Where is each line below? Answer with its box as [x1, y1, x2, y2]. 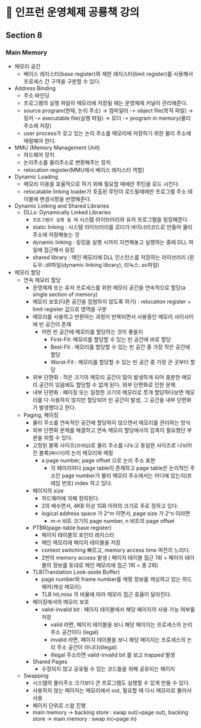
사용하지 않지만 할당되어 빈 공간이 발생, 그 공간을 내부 [49, 396, 176, 403]
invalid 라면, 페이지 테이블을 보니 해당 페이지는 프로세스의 [50, 636, 186, 643]
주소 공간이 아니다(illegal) [56, 643, 118, 651]
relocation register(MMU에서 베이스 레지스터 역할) [23, 166, 145, 173]
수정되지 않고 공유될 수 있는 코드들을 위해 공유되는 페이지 [41, 665, 176, 672]
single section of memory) [32, 290, 98, 298]
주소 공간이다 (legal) [50, 628, 99, 635]
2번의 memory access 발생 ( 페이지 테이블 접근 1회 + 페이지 [41, 554, 183, 561]
